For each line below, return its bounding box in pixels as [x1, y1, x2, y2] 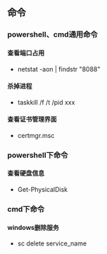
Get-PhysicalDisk [17, 185, 68, 194]
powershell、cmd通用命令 [7, 30, 98, 40]
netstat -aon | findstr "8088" [17, 64, 101, 73]
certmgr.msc [17, 131, 55, 139]
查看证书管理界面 [7, 115, 57, 124]
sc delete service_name [17, 239, 87, 248]
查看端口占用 [7, 48, 44, 57]
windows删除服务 [7, 223, 60, 231]
